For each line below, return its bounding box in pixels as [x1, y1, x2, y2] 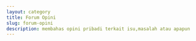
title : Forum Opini [6, 14, 56, 20]
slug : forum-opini [6, 20, 53, 26]
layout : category [6, 8, 51, 15]
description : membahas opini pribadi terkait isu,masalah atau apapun [6, 25, 190, 32]
